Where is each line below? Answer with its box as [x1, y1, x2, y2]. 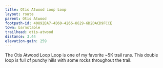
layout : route [5, 12, 34, 17]
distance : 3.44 [5, 34, 36, 39]
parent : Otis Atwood [5, 16, 47, 21]
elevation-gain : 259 [5, 39, 47, 44]
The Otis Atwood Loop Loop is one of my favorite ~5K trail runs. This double [5, 52, 159, 58]
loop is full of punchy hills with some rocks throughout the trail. [5, 57, 132, 63]
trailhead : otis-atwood [5, 30, 54, 34]
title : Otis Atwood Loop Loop [5, 7, 67, 12]
